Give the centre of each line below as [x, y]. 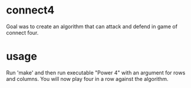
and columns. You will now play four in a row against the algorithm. [88, 79]
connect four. [22, 32]
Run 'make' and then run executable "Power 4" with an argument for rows [96, 72]
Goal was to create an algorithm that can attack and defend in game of [92, 26]
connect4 [30, 10]
